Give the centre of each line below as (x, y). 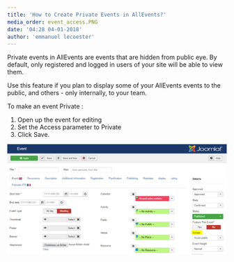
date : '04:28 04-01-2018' (45, 29)
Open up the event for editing (60, 120)
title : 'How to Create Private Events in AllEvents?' (87, 15)
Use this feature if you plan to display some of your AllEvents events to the (114, 85)
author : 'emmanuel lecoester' (51, 37)
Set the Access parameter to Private (69, 127)
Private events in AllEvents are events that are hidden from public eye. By (112, 57)
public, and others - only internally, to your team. (77, 93)
